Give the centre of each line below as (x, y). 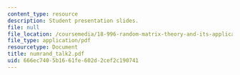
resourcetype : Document (43, 47)
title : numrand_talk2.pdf (46, 54)
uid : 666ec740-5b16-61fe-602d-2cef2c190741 (73, 61)
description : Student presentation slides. (73, 21)
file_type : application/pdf (49, 41)
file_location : (30, 34)
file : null (24, 27)
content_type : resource (43, 14)
